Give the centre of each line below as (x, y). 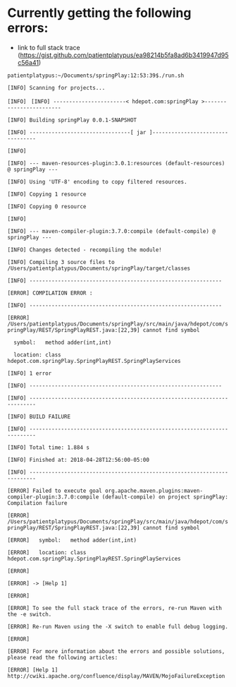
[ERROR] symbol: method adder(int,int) (72, 540)
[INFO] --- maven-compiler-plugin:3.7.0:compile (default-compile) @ (112, 231)
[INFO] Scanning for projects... (56, 88)
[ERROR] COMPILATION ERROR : (50, 293)
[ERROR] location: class (47, 552)
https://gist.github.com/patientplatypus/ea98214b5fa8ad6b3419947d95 (124, 55)
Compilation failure (38, 503)
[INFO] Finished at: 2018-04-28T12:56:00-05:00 (79, 460)
